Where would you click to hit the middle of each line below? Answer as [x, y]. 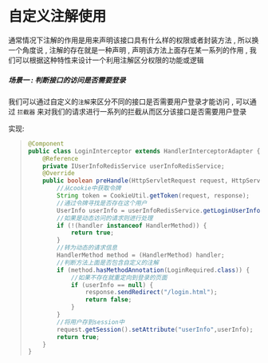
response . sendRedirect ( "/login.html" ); [151, 293]
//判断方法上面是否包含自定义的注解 [108, 262]
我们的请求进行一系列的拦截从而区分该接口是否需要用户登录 [149, 111]
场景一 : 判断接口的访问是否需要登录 [67, 80]
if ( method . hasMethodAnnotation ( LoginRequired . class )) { [153, 270]
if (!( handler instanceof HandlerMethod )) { [132, 225]
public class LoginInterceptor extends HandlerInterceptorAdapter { [144, 151]
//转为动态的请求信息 [87, 248]
